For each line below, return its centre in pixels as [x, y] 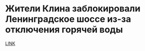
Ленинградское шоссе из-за [68, 19]
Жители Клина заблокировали [73, 9]
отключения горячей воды [64, 30]
